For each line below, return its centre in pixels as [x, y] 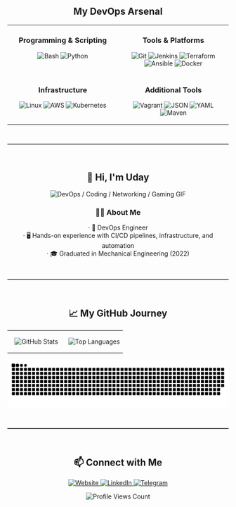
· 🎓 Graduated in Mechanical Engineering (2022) [118, 254]
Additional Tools [173, 90]
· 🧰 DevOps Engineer [118, 227]
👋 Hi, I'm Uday [118, 177]
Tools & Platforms [173, 40]
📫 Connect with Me [118, 462]
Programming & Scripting [63, 40]
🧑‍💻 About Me [118, 213]
